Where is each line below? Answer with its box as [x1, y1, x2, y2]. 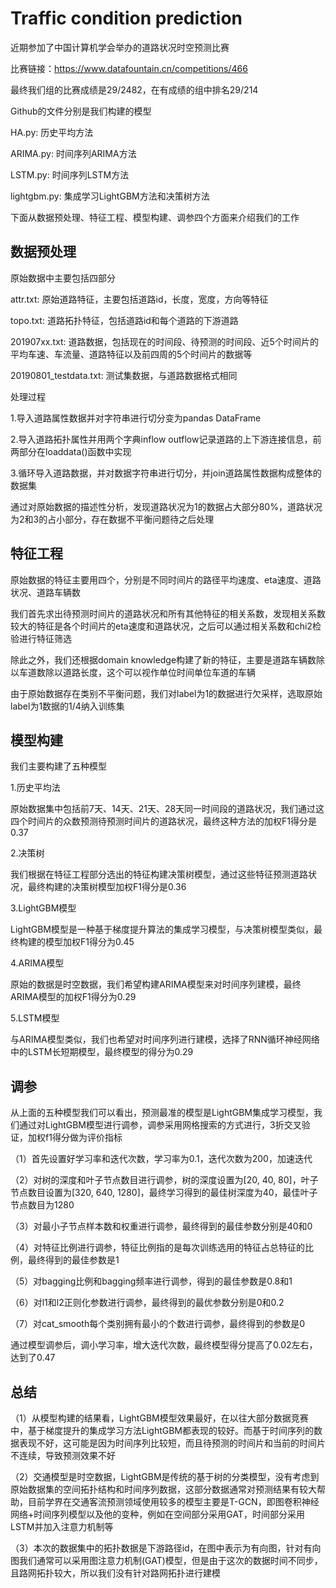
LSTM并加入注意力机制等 [10, 1521, 114, 1532]
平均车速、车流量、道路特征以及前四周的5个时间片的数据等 [10, 348, 253, 360]
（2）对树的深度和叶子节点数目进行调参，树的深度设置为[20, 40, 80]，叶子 [10, 1174, 319, 1186]
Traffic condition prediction [10, 7, 243, 30]
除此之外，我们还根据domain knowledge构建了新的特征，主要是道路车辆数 [10, 653, 317, 666]
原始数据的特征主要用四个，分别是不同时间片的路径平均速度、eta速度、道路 [10, 573, 322, 586]
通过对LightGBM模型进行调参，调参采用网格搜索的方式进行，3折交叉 [18, 1119, 302, 1131]
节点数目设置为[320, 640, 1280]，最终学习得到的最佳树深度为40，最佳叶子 [10, 1187, 318, 1199]
